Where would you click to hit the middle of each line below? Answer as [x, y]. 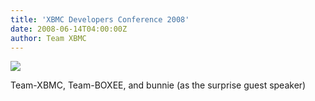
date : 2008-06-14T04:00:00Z [69, 29]
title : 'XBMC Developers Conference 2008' [100, 19]
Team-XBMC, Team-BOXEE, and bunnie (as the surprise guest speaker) [158, 85]
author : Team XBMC [48, 38]
